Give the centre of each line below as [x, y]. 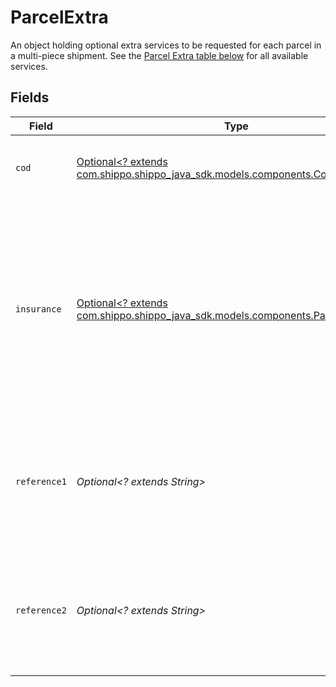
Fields [30, 97]
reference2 [41, 610]
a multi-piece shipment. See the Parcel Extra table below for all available [159, 55]
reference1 [41, 481]
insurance [38, 309]
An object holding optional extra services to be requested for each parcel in [166, 45]
